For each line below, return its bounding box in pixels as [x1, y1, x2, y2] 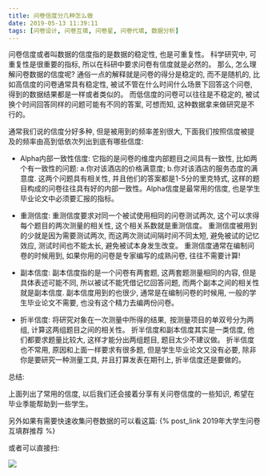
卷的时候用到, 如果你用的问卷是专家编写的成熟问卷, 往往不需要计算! [19, 251, 241, 260]
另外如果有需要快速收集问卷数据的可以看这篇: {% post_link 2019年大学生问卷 [8, 416, 261, 426]
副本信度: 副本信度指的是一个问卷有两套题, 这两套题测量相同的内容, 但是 [19, 268, 257, 277]
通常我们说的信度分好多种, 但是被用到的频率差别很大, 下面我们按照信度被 [8, 127, 248, 136]
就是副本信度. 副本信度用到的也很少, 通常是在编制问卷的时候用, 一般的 [19, 288, 250, 297]
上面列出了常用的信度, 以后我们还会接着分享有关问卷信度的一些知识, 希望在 [8, 389, 254, 399]
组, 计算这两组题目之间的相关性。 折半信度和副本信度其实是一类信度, [19, 325, 246, 335]
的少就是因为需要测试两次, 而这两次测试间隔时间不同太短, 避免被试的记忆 [19, 231, 260, 240]
